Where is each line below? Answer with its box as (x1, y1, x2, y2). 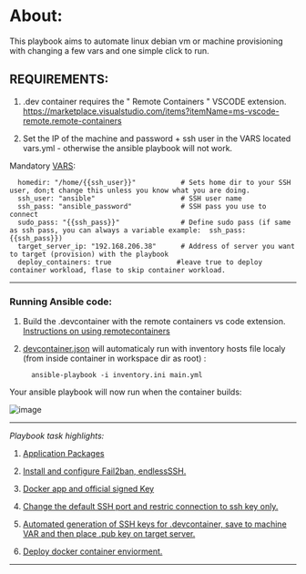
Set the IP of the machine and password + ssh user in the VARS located (22, 133, 291, 144)
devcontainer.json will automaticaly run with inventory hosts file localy (22, 343, 286, 354)
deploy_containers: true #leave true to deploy (17, 257, 262, 267)
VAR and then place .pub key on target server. (22, 528, 196, 539)
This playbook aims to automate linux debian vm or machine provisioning (9, 36, 284, 46)
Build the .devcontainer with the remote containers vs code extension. (22, 316, 286, 327)
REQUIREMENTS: (9, 72, 109, 87)
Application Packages (22, 448, 105, 459)
